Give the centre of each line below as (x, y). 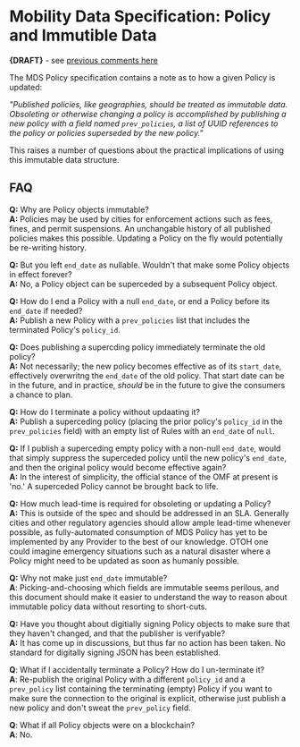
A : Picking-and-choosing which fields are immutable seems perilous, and (144, 587)
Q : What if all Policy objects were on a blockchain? (102, 725)
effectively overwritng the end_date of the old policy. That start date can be (147, 375)
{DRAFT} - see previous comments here (83, 60)
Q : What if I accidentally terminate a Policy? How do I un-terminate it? (137, 669)
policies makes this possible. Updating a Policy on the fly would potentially (146, 238)
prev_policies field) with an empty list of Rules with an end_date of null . (142, 430)
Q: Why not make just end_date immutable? (88, 578)
